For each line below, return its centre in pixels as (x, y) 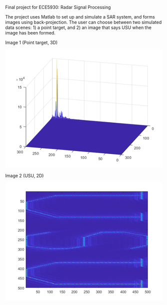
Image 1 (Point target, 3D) (31, 42)
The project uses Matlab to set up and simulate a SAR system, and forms (80, 17)
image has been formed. (30, 33)
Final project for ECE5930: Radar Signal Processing (58, 7)
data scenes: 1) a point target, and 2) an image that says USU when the (78, 27)
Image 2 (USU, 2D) (24, 175)
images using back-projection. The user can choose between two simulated (83, 22)
